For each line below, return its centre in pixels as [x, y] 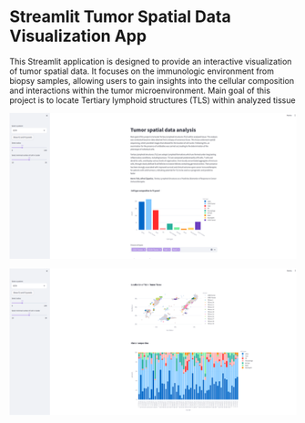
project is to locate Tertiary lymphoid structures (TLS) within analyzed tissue [152, 100]
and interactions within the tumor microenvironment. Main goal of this [140, 90]
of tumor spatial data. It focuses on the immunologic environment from [142, 71]
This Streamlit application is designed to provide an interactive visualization [151, 61]
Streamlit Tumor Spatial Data [120, 17]
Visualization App [78, 36]
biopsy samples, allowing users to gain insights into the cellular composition [152, 80]
